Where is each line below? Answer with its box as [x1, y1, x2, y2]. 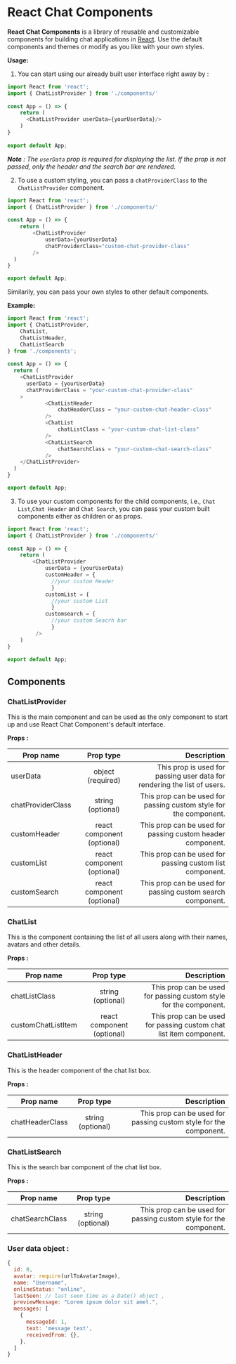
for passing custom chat [145, 1020, 225, 1030]
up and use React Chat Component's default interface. [7, 720, 165, 728]
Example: [7, 301, 36, 310]
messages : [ [13, 1305, 49, 1313]
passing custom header [147, 829, 225, 838]
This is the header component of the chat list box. [7, 1066, 152, 1074]
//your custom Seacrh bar [51, 617, 128, 624]
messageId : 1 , [25, 1318, 68, 1325]
